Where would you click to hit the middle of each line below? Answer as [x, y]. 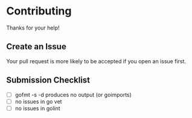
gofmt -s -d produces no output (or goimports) [73, 95]
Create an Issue [36, 47]
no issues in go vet [38, 101]
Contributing [39, 11]
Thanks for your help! [33, 28]
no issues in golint [37, 108]
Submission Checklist [48, 80]
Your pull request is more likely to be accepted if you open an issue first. [96, 61]
